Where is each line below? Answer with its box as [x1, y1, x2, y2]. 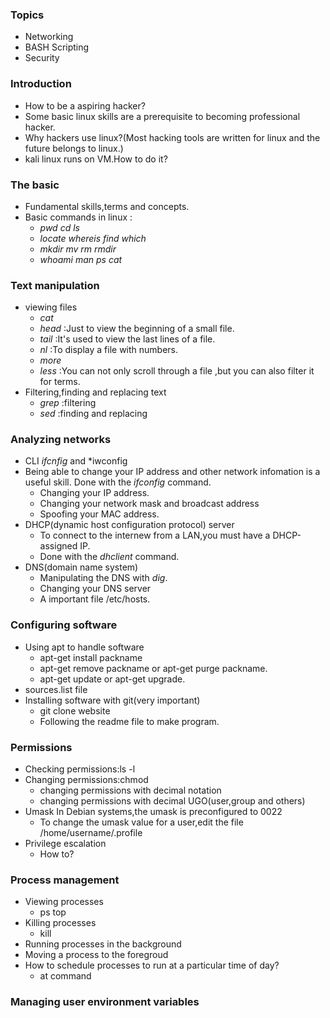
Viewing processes [24, 896, 104, 908]
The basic [10, 178, 60, 192]
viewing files [24, 301, 78, 313]
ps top [39, 906, 67, 918]
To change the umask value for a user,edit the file [39, 816, 244, 828]
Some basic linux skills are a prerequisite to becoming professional [24, 110, 301, 122]
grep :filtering [39, 397, 97, 409]
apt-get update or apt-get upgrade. [39, 673, 186, 685]
